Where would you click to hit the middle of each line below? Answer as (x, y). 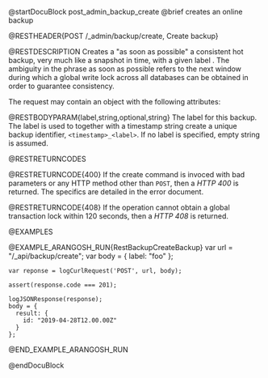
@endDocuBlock (36, 365)
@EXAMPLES (31, 231)
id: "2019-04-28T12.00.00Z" (70, 321)
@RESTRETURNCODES (47, 159)
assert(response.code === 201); (63, 285)
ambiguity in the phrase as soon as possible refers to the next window (125, 69)
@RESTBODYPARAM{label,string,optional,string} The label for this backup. (133, 117)
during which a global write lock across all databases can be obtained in (128, 77)
